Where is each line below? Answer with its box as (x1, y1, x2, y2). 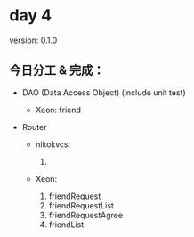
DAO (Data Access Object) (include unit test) (21, 86, 186, 98)
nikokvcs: (35, 139, 71, 150)
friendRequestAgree (48, 209, 123, 220)
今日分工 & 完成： (9, 63, 105, 78)
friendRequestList (48, 200, 114, 210)
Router (21, 121, 47, 132)
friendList (48, 219, 85, 230)
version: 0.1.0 (9, 35, 58, 45)
